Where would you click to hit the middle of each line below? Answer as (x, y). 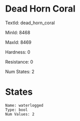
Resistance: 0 (19, 62)
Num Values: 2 (20, 114)
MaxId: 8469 (18, 42)
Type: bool (16, 110)
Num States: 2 (20, 72)
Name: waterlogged (24, 105)
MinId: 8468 (18, 32)
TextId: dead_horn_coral (30, 23)
